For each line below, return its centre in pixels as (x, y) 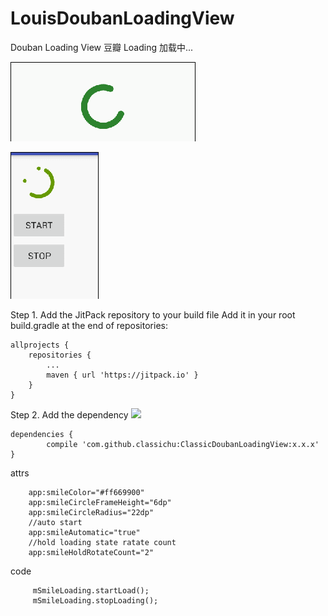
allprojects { (40, 345)
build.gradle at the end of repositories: (89, 325)
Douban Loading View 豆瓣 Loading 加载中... (102, 47)
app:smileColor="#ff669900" (86, 492)
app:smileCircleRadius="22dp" (91, 512)
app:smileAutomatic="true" (84, 532)
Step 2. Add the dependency (69, 414)
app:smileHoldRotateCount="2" (91, 552)
